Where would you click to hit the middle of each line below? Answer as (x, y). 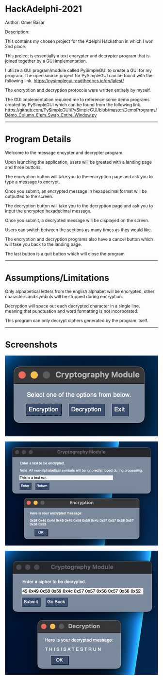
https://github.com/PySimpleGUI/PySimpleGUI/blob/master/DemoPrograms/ (81, 110)
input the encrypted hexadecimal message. (48, 211)
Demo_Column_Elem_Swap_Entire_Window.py (51, 115)
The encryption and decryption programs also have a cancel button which (79, 239)
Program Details (38, 139)
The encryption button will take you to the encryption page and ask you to (79, 176)
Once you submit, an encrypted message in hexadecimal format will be (76, 191)
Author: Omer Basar (25, 22)
